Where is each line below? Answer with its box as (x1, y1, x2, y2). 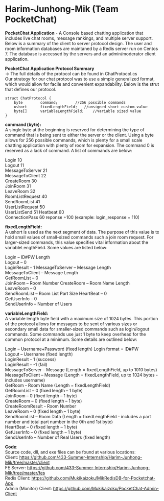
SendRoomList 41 (5, 198, 40, 204)
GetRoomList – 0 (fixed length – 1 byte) (5, 387, 83, 393)
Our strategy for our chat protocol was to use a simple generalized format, (5, 76, 155, 82)
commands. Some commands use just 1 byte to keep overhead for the (5, 331, 146, 337)
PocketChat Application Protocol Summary (5, 65, 94, 72)
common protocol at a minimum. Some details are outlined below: (5, 336, 138, 342)
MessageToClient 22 (5, 172, 47, 178)
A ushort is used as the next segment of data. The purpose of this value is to (5, 229, 160, 235)
